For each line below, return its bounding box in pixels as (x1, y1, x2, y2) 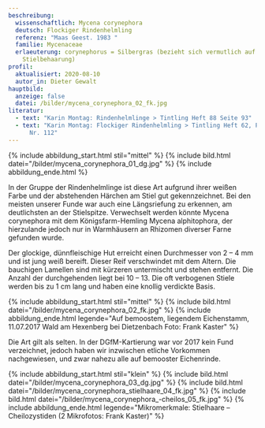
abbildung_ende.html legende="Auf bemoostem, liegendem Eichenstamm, (8, 313, 250, 323)
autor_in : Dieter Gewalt (15, 77, 97, 85)
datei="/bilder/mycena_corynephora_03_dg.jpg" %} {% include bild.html (8, 378, 243, 387)
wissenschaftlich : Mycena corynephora (15, 19, 144, 27)
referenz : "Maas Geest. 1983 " (15, 33, 118, 42)
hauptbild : (8, 84, 44, 93)
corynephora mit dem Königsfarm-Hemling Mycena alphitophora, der (8, 216, 233, 225)
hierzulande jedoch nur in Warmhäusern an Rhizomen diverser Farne (8, 224, 232, 233)
